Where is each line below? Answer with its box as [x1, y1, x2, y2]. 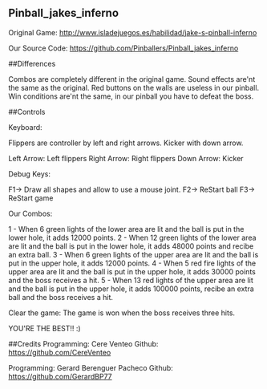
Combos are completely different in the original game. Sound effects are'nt [8, 74, 256, 83]
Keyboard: [8, 122, 42, 132]
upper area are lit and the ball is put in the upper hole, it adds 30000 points [8, 266, 257, 276]
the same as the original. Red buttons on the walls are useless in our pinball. [8, 83, 259, 92]
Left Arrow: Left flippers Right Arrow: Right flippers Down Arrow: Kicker [8, 153, 244, 163]
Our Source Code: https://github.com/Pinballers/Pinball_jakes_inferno [8, 43, 239, 53]
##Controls [8, 107, 46, 116]
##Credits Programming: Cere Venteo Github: [8, 338, 159, 348]
